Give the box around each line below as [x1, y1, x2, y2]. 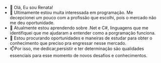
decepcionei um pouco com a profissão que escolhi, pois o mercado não [9, 15, 157, 20]
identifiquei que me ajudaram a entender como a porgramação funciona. [9, 30, 156, 36]
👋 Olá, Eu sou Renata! [9, 5, 54, 10]
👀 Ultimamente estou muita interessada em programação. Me [9, 10, 133, 15]
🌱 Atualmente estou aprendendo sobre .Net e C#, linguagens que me [9, 25, 149, 31]
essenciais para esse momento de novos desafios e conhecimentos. [9, 53, 148, 58]
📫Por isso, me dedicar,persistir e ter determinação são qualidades [9, 46, 144, 51]
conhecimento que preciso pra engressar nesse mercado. [9, 40, 127, 46]
